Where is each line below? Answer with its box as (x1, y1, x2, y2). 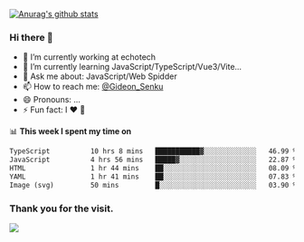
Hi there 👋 (9, 31, 54, 44)
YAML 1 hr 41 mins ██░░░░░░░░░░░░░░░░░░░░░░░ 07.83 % (9, 172, 298, 181)
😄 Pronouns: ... (22, 94, 81, 105)
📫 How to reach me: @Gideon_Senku (22, 82, 164, 92)
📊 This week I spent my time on (9, 126, 132, 137)
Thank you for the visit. (9, 202, 114, 215)
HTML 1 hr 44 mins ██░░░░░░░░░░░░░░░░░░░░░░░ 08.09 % (9, 164, 298, 173)
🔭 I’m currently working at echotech (22, 52, 157, 63)
